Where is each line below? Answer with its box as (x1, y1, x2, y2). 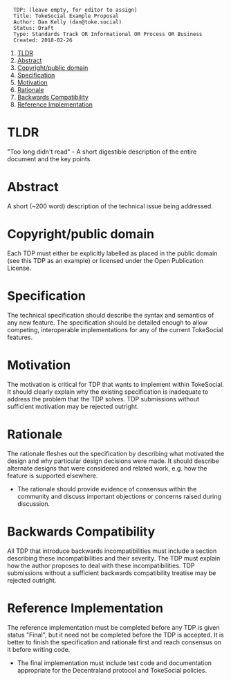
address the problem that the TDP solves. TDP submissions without (7, 394, 199, 403)
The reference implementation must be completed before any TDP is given (7, 623, 220, 631)
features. (7, 333, 33, 341)
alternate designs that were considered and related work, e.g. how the (7, 464, 207, 472)
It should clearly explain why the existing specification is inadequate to (7, 388, 209, 396)
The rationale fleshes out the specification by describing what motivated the (7, 449, 225, 457)
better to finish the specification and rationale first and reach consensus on (7, 637, 222, 646)
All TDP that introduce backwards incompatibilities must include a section (7, 547, 217, 555)
